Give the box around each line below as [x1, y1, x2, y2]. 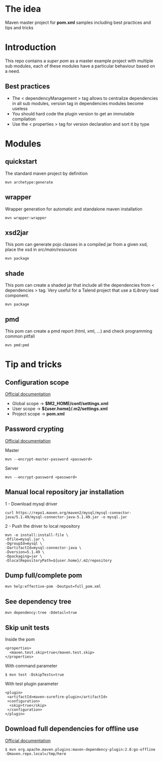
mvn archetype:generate [5, 180, 54, 185]
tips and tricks [5, 24, 34, 30]
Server [5, 465, 18, 471]
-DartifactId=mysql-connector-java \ [5, 545, 82, 550]
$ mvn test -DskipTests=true [5, 672, 64, 677]
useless [12, 106, 28, 111]
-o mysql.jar [100, 515, 127, 520]
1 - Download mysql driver [5, 501, 57, 507]
